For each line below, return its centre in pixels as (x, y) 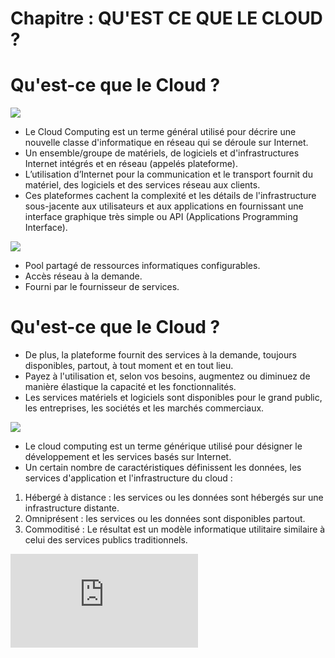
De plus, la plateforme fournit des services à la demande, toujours (160, 355)
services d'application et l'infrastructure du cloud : (128, 478)
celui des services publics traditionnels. (106, 540)
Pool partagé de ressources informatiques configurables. (142, 266)
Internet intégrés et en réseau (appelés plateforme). (131, 164)
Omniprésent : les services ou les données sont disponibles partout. (165, 519)
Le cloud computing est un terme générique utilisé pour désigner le (163, 446)
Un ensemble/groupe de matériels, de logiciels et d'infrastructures (162, 153)
